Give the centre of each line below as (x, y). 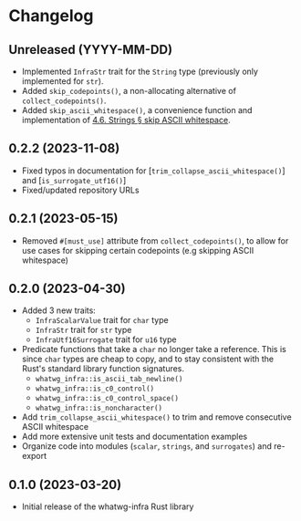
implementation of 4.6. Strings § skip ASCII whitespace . (126, 120)
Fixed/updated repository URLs (80, 190)
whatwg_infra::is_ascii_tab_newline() (109, 380)
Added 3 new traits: (59, 310)
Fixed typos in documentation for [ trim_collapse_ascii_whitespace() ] (153, 171)
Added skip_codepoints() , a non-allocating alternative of (129, 91)
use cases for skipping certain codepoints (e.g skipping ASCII (138, 250)
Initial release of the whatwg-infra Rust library (108, 506)
